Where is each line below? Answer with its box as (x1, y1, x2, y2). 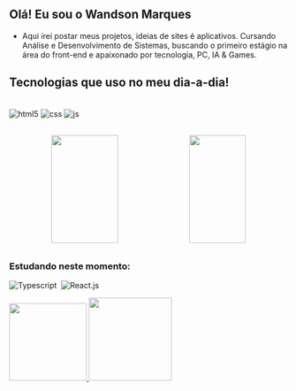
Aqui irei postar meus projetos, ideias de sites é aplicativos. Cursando (21, 30, 277, 41)
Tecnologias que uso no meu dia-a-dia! (9, 75, 230, 90)
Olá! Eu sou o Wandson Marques (9, 7, 192, 22)
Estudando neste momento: (9, 260, 131, 272)
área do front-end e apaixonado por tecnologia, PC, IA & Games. (21, 49, 257, 60)
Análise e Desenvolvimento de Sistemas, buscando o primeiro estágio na (21, 40, 288, 50)
